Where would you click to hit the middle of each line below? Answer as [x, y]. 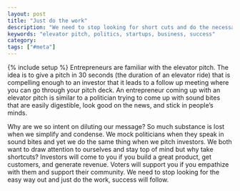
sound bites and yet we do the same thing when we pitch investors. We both [120, 142]
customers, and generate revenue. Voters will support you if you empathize [118, 164]
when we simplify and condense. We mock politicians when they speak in [116, 134]
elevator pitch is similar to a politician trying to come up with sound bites [114, 98]
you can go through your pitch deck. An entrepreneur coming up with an [114, 90]
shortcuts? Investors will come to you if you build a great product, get [110, 157]
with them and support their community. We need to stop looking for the [114, 172]
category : [22, 41]
